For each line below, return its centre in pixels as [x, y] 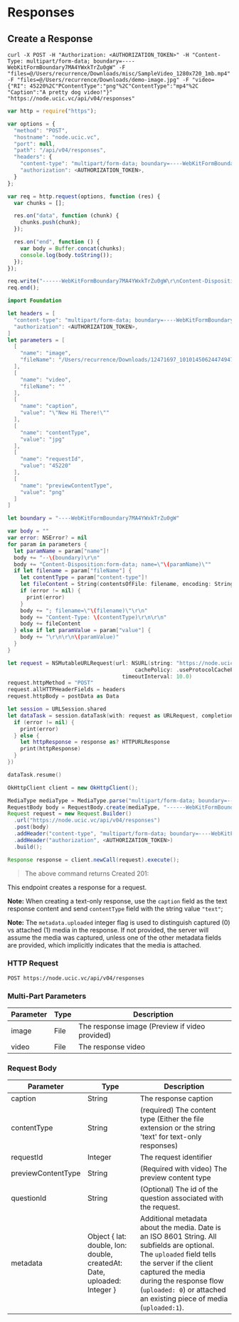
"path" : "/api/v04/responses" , [60, 150]
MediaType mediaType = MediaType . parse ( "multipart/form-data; [101, 801]
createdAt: [105, 1263]
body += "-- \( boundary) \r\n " [57, 557]
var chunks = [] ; [39, 203]
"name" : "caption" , [49, 406]
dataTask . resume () [34, 775]
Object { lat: [107, 1237]
